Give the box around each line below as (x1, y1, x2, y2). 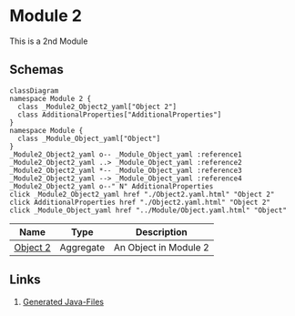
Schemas (9, 62, 64, 77)
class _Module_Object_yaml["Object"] (17, 134, 161, 143)
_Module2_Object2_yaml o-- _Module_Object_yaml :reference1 (9, 149, 243, 159)
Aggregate (59, 240, 106, 253)
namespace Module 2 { (9, 94, 92, 103)
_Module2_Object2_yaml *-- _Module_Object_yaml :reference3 (9, 166, 243, 175)
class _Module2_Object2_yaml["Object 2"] (17, 102, 178, 111)
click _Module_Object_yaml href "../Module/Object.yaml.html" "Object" (9, 206, 287, 215)
